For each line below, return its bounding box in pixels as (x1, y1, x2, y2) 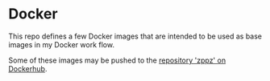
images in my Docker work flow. (8, 39, 115, 49)
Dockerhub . (8, 63, 48, 73)
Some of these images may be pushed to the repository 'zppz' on (8, 55, 226, 65)
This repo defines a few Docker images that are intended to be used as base (8, 31, 263, 41)
